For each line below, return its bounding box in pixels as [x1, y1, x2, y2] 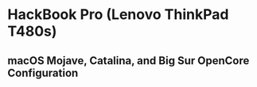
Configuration [7, 66, 79, 80]
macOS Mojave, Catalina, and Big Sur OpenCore [7, 54, 250, 67]
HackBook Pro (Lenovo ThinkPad [7, 6, 229, 24]
